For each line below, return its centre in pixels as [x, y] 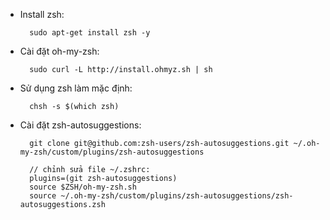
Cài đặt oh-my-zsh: [59, 51]
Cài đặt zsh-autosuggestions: [80, 125]
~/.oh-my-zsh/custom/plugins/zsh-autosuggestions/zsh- [177, 196]
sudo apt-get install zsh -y [90, 33]
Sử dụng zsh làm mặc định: [76, 88]
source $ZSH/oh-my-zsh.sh [83, 187]
